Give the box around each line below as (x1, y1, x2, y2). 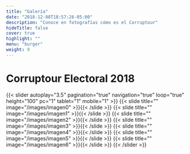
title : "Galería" (6, 8, 49, 15)
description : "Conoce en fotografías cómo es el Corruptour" (6, 19, 158, 25)
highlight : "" (6, 36, 41, 42)
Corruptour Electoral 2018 (6, 71, 135, 85)
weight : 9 (6, 47, 30, 53)
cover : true (6, 30, 35, 36)
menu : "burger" (6, 42, 43, 47)
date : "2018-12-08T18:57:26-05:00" (6, 14, 93, 20)
